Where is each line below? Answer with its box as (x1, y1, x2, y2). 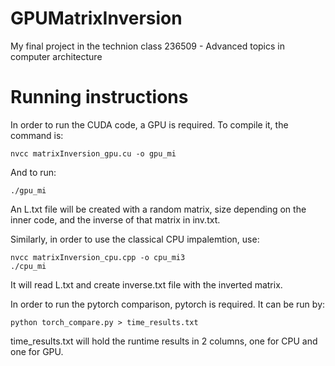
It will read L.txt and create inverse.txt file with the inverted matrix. (10, 278, 283, 291)
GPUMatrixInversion (10, 7, 183, 30)
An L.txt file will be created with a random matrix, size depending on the (10, 203, 307, 215)
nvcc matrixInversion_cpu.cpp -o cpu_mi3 (10, 252, 186, 262)
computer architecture (10, 50, 103, 62)
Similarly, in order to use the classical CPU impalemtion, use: (10, 233, 260, 245)
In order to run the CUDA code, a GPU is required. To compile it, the (10, 118, 289, 131)
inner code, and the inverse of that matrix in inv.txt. (10, 213, 221, 226)
